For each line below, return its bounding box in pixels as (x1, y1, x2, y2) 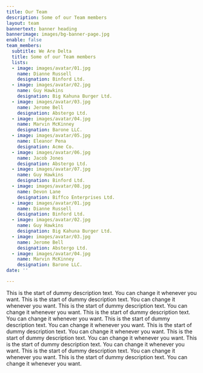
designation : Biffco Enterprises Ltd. (17, 194, 115, 200)
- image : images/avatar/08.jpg (12, 183, 91, 189)
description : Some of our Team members (6, 15, 107, 21)
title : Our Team (6, 8, 47, 15)
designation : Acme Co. (17, 143, 75, 150)
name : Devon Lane (17, 189, 61, 195)
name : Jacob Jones (17, 155, 64, 161)
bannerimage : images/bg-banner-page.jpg (6, 31, 110, 37)
